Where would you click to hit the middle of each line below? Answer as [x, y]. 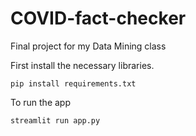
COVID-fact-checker [98, 18]
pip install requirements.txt [73, 83]
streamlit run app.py [55, 120]
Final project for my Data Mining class [88, 46]
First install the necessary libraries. [82, 65]
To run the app [40, 102]
